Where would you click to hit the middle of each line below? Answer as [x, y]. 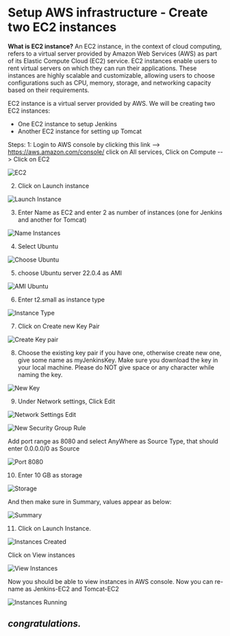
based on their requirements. [49, 90]
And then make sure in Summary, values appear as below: [90, 501]
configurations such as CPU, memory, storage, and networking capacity [110, 82]
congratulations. [44, 624]
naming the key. [40, 374]
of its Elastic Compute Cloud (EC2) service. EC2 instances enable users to [113, 60]
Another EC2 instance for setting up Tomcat [80, 131]
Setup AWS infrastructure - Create [108, 13]
